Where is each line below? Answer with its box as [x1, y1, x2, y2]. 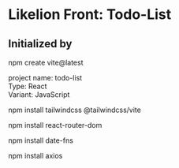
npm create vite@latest [8, 58, 84, 67]
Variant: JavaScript [8, 90, 70, 99]
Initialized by [8, 37, 73, 50]
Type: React [8, 81, 47, 91]
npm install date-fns [8, 136, 73, 145]
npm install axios [8, 151, 63, 160]
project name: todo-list [8, 73, 83, 82]
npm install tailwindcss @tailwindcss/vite [8, 105, 142, 114]
